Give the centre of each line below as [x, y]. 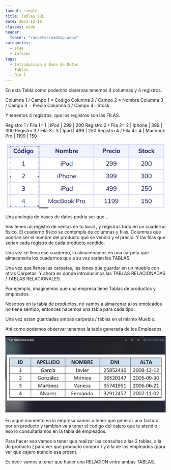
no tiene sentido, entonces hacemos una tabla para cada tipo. [70, 309]
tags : [11, 59]
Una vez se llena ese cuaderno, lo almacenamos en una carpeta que [77, 252]
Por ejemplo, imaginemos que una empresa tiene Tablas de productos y [81, 288]
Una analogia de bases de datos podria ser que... [57, 217]
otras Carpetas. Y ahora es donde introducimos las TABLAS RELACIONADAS [85, 273]
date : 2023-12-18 [24, 21]
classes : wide [20, 27]
